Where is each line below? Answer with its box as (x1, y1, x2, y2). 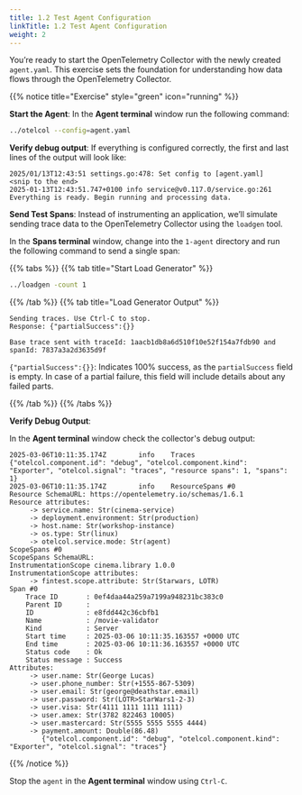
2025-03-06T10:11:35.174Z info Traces (9, 451, 196, 460)
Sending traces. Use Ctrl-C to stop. (9, 315, 151, 324)
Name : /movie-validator (25, 617, 160, 626)
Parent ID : (25, 600, 91, 609)
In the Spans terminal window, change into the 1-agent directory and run (9, 236, 280, 247)
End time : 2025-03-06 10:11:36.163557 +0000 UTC (25, 640, 241, 649)
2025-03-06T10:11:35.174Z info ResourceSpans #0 (9, 482, 236, 491)
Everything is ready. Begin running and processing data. (9, 193, 232, 203)
